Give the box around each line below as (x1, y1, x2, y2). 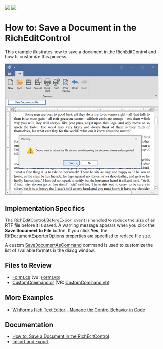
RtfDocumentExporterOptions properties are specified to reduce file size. (5, 233, 152, 239)
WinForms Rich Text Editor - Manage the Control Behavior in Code (12, 307, 145, 312)
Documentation (5, 321, 54, 329)
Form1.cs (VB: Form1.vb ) (12, 274, 61, 280)
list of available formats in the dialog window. (5, 247, 95, 253)
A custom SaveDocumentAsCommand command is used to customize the (5, 242, 153, 248)
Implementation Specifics (5, 204, 85, 213)
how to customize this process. (5, 54, 68, 59)
